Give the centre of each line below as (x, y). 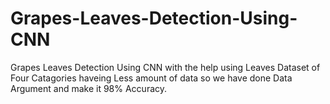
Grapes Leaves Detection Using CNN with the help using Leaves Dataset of (165, 67)
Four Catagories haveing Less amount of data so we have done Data (151, 78)
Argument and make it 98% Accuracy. (89, 88)
